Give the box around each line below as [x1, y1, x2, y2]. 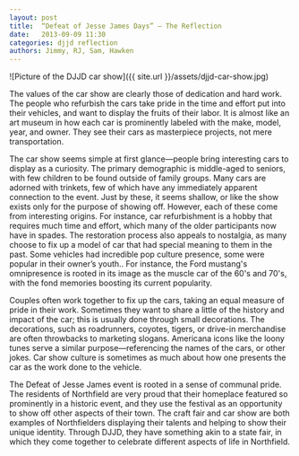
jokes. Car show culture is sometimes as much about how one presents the [9, 352, 286, 364]
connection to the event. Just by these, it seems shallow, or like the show [9, 192, 279, 203]
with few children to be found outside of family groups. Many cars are [9, 172, 267, 184]
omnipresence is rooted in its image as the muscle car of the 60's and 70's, [9, 268, 287, 279]
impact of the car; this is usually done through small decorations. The [9, 314, 266, 325]
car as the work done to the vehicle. [9, 362, 142, 373]
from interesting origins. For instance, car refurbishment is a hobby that [9, 211, 273, 222]
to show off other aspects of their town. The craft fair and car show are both [9, 408, 290, 418]
